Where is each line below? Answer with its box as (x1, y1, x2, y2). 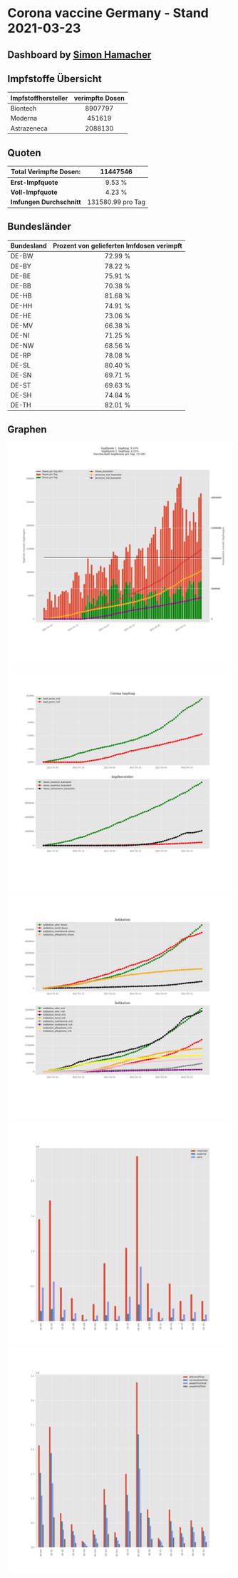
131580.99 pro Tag (86, 198, 146, 206)
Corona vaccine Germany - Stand (7, 5, 209, 21)
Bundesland (10, 241, 48, 251)
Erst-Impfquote (10, 178, 58, 186)
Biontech (10, 104, 37, 113)
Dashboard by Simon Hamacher (7, 49, 152, 61)
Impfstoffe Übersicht (7, 73, 102, 85)
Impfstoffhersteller (10, 93, 68, 102)
